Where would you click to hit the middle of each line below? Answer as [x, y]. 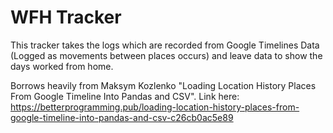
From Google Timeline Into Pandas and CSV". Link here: [125, 96]
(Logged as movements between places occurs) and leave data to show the [166, 55]
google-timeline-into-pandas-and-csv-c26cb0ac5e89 [122, 117]
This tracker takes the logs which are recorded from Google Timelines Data [165, 45]
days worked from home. [62, 66]
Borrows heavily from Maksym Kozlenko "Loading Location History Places [163, 85]
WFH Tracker [66, 17]
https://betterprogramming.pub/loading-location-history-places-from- [155, 107]
